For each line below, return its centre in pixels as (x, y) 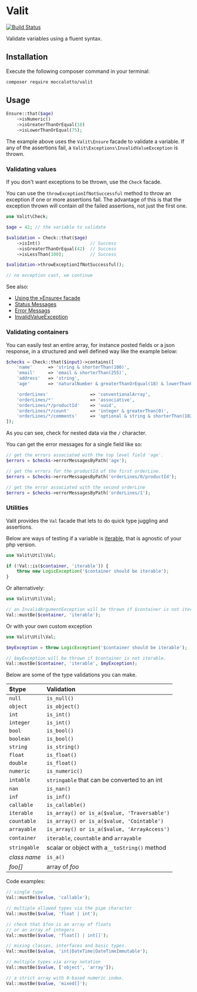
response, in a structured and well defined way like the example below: (92, 351)
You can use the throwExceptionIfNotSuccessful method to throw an (89, 193)
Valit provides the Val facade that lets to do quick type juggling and (87, 520)
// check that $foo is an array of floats (59, 924)
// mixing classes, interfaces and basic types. (67, 946)
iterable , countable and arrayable (94, 838)
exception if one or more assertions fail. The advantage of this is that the (94, 200)
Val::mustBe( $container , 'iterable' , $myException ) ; (72, 664)
